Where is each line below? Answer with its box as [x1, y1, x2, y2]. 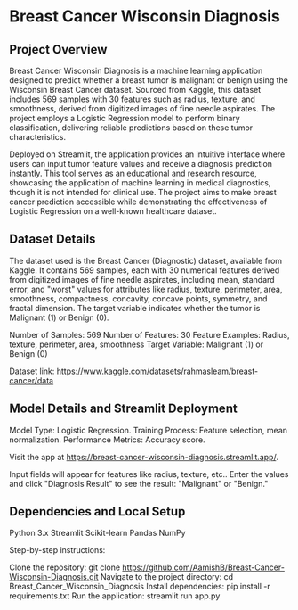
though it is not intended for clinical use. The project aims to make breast [9, 187, 278, 197]
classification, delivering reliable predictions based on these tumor [9, 122, 254, 133]
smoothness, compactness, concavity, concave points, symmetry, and [9, 293, 268, 304]
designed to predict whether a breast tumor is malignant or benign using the [9, 75, 289, 86]
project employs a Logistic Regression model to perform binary [9, 113, 240, 123]
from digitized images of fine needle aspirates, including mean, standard [9, 274, 275, 284]
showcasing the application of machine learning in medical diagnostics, [9, 177, 271, 188]
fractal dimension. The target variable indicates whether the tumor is [9, 302, 261, 313]
